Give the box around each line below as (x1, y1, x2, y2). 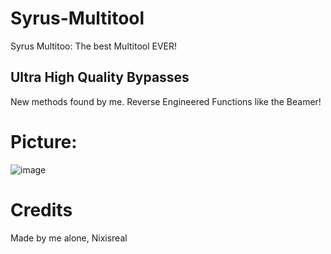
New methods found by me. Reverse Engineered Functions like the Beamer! (10, 95, 322, 107)
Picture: (10, 130, 78, 153)
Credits (10, 198, 73, 221)
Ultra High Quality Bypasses (10, 69, 190, 86)
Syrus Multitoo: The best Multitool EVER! (10, 40, 178, 52)
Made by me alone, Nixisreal (10, 232, 128, 244)
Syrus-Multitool (10, 7, 145, 30)
